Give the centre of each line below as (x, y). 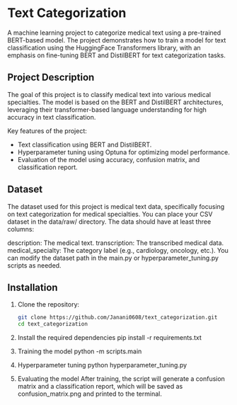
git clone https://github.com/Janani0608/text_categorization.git (117, 318)
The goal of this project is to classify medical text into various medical (109, 94)
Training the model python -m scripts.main (80, 351)
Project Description (51, 78)
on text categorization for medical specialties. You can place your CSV (110, 214)
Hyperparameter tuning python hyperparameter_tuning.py (102, 365)
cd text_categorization (53, 324)
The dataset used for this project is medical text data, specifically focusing (116, 206)
